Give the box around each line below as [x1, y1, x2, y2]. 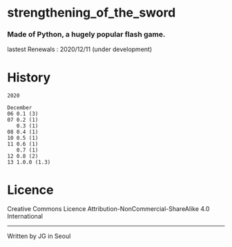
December [7, 104, 32, 111]
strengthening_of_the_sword [7, 5, 176, 21]
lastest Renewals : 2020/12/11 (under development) [7, 45, 153, 53]
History [7, 69, 51, 85]
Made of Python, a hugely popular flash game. [7, 30, 166, 39]
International [7, 212, 43, 221]
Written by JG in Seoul [7, 232, 71, 240]
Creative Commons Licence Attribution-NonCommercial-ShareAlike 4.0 [7, 205, 210, 213]
